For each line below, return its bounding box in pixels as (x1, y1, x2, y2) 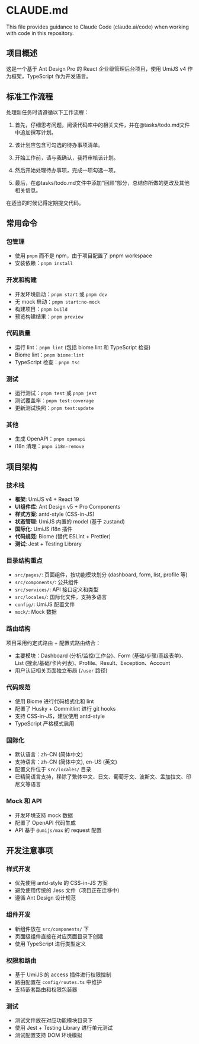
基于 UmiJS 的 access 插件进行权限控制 (14, 971, 111, 978)
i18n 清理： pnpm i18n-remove (14, 443, 85, 450)
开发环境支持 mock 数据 (14, 812, 73, 819)
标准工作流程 (6, 92, 53, 102)
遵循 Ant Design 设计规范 (14, 894, 76, 901)
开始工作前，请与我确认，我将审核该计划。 (14, 154, 119, 161)
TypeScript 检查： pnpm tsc (14, 358, 80, 365)
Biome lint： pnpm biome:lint (14, 351, 85, 358)
